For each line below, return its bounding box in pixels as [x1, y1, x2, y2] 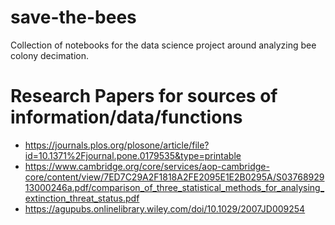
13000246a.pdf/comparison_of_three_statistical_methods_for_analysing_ [24, 181, 325, 193]
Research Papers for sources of [10, 85, 278, 108]
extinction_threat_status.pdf [24, 192, 140, 204]
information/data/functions [10, 106, 243, 129]
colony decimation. [10, 49, 89, 61]
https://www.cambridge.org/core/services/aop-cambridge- [24, 160, 270, 172]
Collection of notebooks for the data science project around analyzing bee [10, 39, 317, 51]
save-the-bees [10, 6, 137, 29]
